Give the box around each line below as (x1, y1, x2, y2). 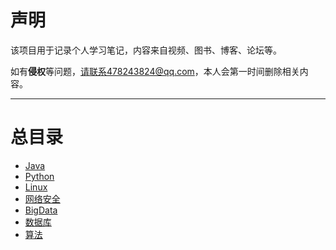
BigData (24, 204, 58, 216)
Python (24, 170, 55, 182)
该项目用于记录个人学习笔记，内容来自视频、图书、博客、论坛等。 (10, 44, 282, 56)
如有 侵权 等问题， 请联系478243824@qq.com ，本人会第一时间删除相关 (10, 65, 300, 77)
